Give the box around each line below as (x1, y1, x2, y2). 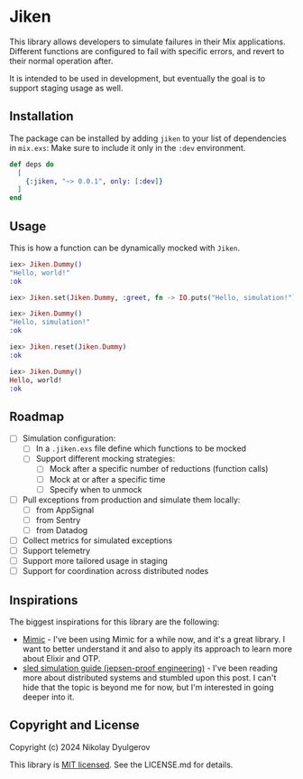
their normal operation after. (9, 55, 114, 66)
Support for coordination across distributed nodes (22, 566, 209, 577)
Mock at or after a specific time (49, 474, 166, 484)
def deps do (9, 160, 54, 169)
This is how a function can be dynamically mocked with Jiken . (9, 242, 241, 253)
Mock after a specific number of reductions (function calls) (49, 464, 269, 474)
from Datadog (35, 524, 88, 535)
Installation (9, 108, 74, 124)
